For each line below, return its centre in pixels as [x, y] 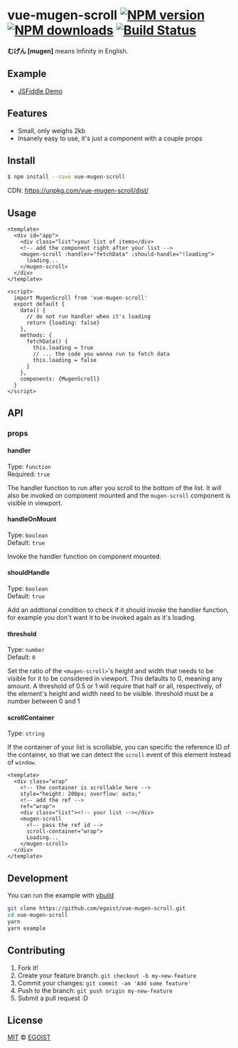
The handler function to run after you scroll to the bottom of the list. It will [114, 487]
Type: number [26, 650]
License [25, 1020]
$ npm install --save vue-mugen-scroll [66, 177]
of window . [22, 762]
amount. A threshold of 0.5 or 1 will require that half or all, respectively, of [115, 686]
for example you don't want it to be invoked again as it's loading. [102, 617]
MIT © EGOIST [29, 1037]
